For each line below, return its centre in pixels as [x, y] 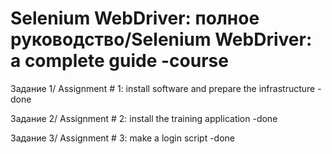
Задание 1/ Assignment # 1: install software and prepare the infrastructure [163, 88]
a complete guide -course [119, 61]
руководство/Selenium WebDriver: [161, 39]
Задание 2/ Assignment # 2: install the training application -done [144, 118]
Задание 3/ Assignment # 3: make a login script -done [123, 138]
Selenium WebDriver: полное [135, 18]
